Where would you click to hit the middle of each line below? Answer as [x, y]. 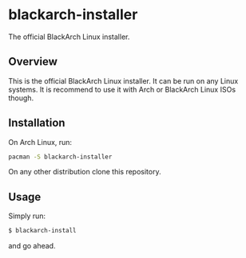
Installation [37, 123]
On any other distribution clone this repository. [85, 172]
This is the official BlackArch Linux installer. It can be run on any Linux [123, 80]
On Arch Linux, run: [40, 142]
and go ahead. [32, 246]
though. [21, 98]
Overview [33, 62]
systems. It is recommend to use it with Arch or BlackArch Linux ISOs [122, 89]
